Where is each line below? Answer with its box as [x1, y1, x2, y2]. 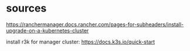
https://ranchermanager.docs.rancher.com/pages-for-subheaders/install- [6, 21, 184, 28]
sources [6, 2, 47, 15]
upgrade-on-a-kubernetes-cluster [6, 27, 89, 34]
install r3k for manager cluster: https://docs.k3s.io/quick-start [6, 38, 155, 45]
